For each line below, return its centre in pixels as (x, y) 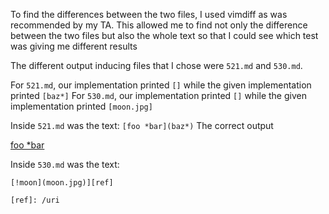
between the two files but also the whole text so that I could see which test (164, 35)
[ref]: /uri (35, 200)
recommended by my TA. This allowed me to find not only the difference (159, 25)
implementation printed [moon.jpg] (81, 106)
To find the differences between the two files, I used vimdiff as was (149, 14)
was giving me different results (74, 46)
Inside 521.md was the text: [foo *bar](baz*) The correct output (142, 125)
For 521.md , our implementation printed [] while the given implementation (161, 85)
